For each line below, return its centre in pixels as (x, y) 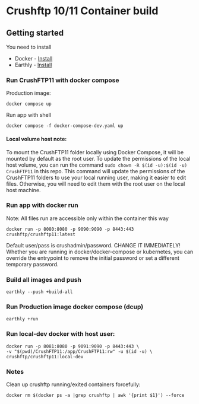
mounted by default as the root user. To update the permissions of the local (98, 158)
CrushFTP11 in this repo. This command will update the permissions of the (96, 171)
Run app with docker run (42, 205)
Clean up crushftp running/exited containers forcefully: (73, 384)
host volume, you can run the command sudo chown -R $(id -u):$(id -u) (97, 165)
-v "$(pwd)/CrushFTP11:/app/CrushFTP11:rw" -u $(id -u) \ (79, 351)
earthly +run (22, 319)
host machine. (23, 190)
